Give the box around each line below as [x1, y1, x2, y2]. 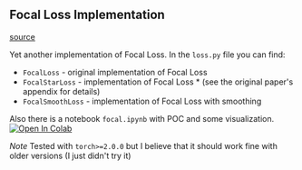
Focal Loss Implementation [9, 7, 165, 23]
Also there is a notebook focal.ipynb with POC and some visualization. [9, 113, 275, 124]
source [9, 31, 36, 42]
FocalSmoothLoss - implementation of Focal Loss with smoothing [22, 95, 262, 106]
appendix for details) [22, 85, 101, 96]
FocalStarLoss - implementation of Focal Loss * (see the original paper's [22, 76, 294, 87]
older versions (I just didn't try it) [9, 150, 132, 161]
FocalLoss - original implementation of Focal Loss [22, 66, 208, 77]
